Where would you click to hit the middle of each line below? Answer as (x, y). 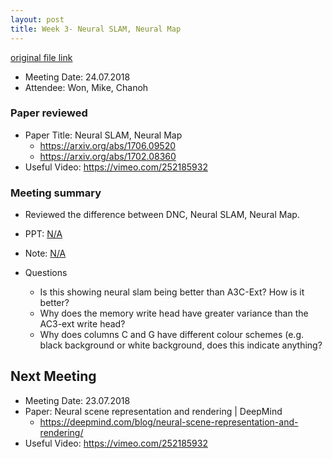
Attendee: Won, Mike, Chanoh (86, 87)
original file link (41, 57)
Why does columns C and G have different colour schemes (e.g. (171, 335)
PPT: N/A (43, 234)
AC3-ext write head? (82, 324)
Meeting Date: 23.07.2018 (77, 400)
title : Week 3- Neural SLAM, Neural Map (96, 29)
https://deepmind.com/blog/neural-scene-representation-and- (169, 422)
